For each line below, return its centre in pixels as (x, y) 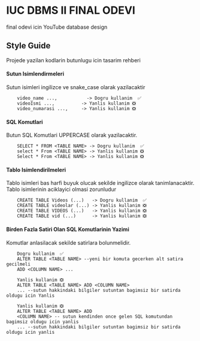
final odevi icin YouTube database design (57, 27)
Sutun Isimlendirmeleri (35, 74)
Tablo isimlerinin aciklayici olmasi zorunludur (61, 190)
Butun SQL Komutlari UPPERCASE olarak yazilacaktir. (72, 135)
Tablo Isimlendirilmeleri (36, 170)
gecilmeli (19, 264)
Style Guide (28, 46)
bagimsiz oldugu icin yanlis (43, 322)
